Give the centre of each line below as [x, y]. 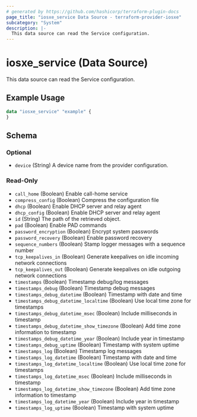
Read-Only [22, 181]
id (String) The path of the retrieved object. [68, 219]
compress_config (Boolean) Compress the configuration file [87, 200]
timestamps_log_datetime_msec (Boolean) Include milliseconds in [93, 376]
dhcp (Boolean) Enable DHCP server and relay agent [78, 206]
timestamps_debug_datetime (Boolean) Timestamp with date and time [98, 294]
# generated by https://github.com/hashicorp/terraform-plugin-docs [93, 12]
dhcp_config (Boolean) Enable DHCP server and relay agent [87, 212]
